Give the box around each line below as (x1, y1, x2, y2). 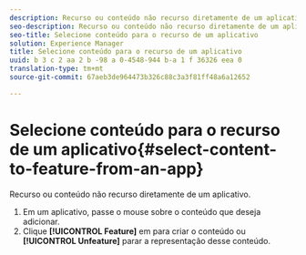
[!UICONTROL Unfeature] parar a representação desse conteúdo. (22, 235, 271, 246)
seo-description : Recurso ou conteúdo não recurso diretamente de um (9, 22, 280, 31)
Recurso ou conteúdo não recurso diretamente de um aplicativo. (9, 189, 251, 199)
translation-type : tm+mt (9, 65, 104, 74)
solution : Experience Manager (9, 38, 125, 48)
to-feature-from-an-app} (9, 158, 204, 178)
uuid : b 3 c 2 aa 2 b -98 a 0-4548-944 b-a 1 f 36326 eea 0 (9, 56, 243, 65)
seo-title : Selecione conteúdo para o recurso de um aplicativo (9, 30, 259, 39)
